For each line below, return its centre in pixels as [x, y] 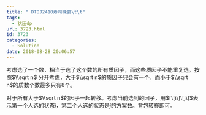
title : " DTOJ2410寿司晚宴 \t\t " [46, 12]
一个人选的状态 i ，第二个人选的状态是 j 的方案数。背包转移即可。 [96, 105]
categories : [21, 40]
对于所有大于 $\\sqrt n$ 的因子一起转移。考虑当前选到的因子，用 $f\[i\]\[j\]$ [100, 97]
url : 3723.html [26, 29]
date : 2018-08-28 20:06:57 [41, 52]
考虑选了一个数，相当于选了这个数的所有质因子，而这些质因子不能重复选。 [100, 69]
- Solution [26, 46]
